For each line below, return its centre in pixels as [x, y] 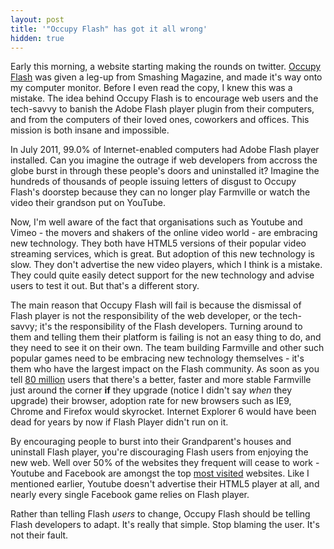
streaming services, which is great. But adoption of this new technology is [162, 254]
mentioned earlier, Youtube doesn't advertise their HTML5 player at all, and [165, 484]
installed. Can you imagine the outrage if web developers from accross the [164, 160]
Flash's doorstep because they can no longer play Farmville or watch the [160, 192]
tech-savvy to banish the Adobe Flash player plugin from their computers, [162, 109]
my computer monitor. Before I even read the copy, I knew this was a [151, 88]
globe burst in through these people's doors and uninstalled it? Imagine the [165, 171]
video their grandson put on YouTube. [88, 203]
